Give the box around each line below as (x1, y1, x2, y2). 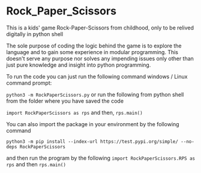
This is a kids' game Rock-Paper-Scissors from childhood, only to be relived (6, 24, 194, 31)
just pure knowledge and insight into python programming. (6, 61, 151, 68)
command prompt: (6, 79, 52, 86)
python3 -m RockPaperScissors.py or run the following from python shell (6, 91, 184, 98)
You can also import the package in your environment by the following (6, 120, 179, 127)
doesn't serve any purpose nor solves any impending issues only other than (6, 55, 194, 62)
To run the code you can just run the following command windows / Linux (6, 73, 188, 80)
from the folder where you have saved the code (6, 97, 124, 105)
